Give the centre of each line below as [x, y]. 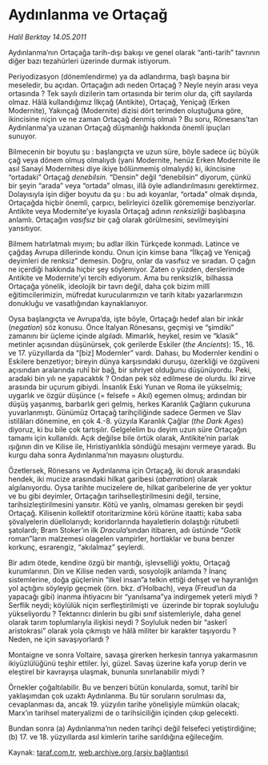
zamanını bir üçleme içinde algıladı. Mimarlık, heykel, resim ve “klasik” [123, 336]
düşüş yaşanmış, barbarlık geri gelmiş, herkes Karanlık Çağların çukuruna [129, 404]
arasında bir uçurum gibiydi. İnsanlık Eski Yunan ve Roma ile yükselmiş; [125, 387]
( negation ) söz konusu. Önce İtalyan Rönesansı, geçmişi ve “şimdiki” [121, 327]
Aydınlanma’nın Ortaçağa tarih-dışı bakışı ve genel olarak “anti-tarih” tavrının [134, 52]
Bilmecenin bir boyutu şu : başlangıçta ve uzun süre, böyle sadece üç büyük [134, 151]
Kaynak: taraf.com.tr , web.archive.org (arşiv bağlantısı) [99, 752]
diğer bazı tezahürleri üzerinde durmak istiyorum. [90, 61]
